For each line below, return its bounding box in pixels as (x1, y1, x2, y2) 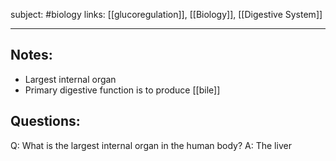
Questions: (10, 113, 81, 130)
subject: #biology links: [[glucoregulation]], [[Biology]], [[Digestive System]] (10, 9, 323, 20)
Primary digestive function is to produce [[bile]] (24, 84, 221, 96)
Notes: (10, 47, 53, 64)
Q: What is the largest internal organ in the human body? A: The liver (10, 139, 292, 151)
